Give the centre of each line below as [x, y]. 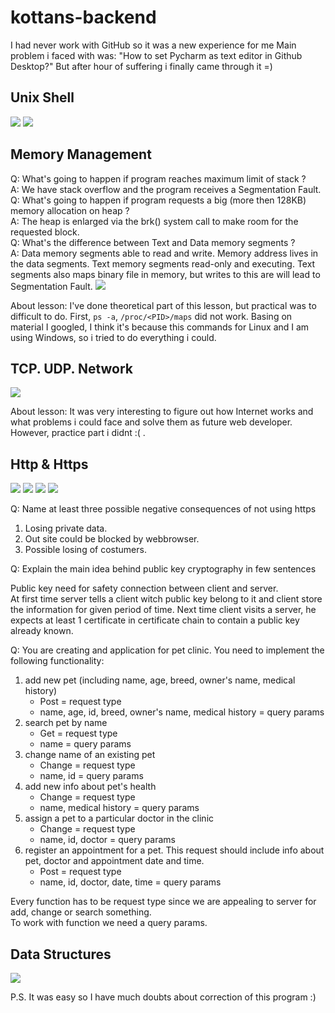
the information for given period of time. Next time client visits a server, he [163, 610]
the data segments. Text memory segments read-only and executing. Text [163, 263]
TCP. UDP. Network [72, 368]
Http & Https [49, 464]
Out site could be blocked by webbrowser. [112, 539]
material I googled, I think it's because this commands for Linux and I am [160, 327]
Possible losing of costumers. [85, 550]
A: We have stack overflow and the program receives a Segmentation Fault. [166, 189]
